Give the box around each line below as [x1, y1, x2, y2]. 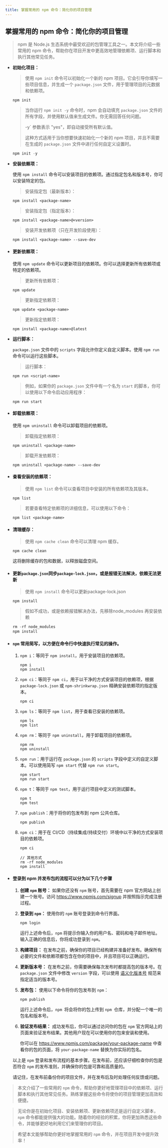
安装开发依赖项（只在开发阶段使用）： [25, 227, 102, 233]
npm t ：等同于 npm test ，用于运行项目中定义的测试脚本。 [20, 786, 139, 792]
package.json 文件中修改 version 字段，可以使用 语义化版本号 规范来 [20, 970, 161, 976]
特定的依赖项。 [12, 267, 44, 273]
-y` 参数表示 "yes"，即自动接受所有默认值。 [25, 124, 115, 130]
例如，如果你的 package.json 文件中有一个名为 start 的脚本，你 [25, 383, 156, 389]
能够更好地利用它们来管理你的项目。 [31, 1120, 106, 1126]
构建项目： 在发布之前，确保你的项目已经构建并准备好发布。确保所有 [20, 947, 162, 953]
